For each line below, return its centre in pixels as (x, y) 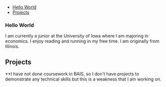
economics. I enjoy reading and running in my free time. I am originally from (82, 41)
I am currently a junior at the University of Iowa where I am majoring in (77, 36)
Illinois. (12, 46)
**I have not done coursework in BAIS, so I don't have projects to (72, 74)
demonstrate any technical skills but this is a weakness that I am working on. (83, 79)
